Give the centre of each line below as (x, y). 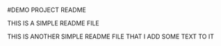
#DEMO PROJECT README (47, 10)
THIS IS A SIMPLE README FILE (53, 23)
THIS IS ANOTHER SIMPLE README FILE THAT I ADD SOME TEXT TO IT (110, 36)
